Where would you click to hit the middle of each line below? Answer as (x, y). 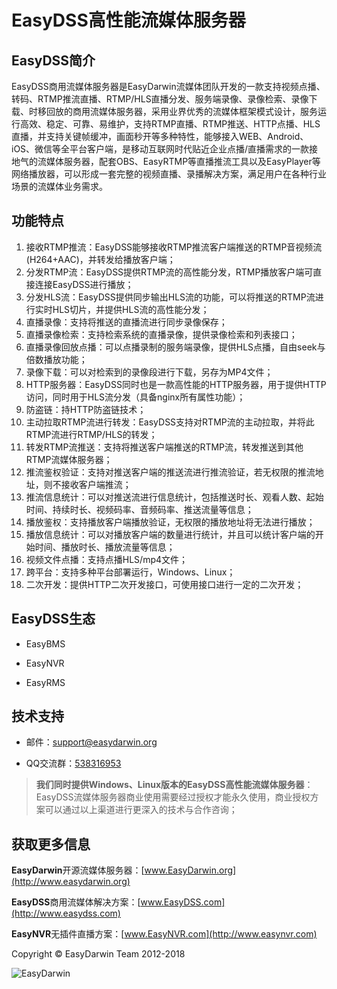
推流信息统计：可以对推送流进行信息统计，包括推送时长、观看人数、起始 (174, 497)
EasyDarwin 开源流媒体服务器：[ (78, 870)
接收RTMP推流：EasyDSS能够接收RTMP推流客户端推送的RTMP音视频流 (174, 247)
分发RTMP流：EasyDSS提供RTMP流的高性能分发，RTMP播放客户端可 (169, 272)
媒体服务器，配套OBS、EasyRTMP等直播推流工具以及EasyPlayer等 (183, 161)
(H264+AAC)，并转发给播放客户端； (100, 259)
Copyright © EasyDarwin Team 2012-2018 (98, 954)
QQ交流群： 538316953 (73, 763)
